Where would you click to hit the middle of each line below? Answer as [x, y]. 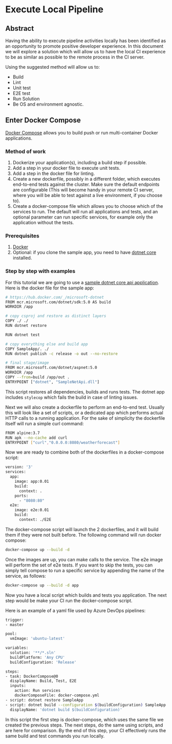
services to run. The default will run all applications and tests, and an [85, 212]
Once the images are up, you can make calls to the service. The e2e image [84, 559]
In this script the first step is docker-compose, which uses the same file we [84, 719]
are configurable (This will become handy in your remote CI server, [83, 190]
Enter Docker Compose [43, 120]
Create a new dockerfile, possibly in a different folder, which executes [86, 179]
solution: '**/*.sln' [33, 653]
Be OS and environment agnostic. [48, 104]
